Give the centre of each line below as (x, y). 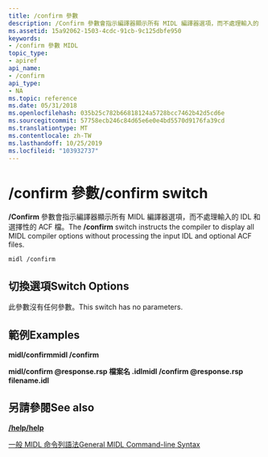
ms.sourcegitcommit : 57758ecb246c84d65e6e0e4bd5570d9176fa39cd (117, 121)
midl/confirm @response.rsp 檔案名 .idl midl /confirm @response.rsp (126, 371)
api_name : (25, 69)
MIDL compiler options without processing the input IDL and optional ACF (130, 236)
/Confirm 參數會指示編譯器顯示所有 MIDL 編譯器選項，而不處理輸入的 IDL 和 (135, 217)
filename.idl (29, 380)
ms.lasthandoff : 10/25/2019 (56, 143)
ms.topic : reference (43, 98)
